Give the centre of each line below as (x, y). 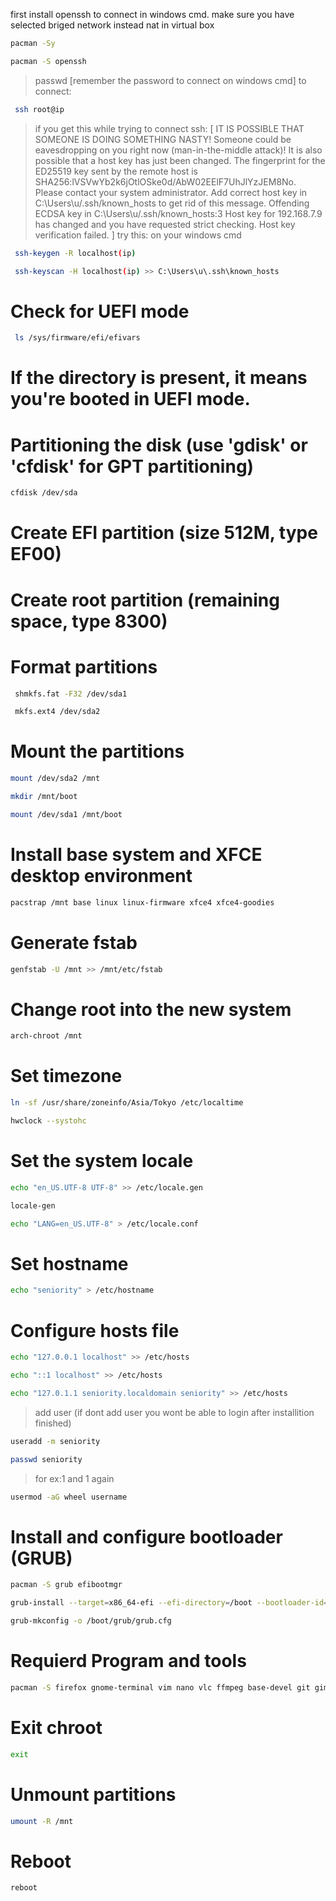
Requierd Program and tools (128, 1661)
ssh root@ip (39, 109)
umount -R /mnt (42, 1821)
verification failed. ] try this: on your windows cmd (138, 235)
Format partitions (84, 666)
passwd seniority (46, 1459)
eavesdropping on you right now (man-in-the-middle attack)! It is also (178, 150)
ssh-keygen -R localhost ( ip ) (75, 253)
